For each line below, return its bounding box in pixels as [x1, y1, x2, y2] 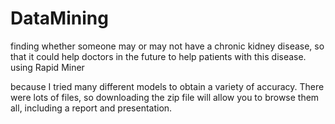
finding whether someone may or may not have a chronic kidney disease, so [10, 40, 325, 52]
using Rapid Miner [10, 61, 85, 73]
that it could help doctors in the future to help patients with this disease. [10, 50, 307, 62]
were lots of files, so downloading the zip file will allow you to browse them [10, 91, 320, 103]
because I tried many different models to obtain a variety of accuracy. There [10, 80, 325, 92]
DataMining [10, 7, 109, 30]
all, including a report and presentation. [10, 102, 173, 114]
